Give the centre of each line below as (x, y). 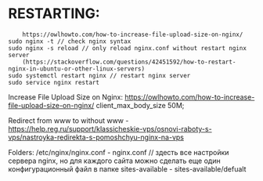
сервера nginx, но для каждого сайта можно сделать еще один (114, 161)
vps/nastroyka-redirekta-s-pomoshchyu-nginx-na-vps (96, 137)
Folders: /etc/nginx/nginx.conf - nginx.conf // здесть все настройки (119, 152)
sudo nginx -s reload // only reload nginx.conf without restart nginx (127, 48)
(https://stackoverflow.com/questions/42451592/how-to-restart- (129, 62)
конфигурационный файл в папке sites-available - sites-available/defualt (127, 168)
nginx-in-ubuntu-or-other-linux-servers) (77, 69)
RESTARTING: (54, 14)
